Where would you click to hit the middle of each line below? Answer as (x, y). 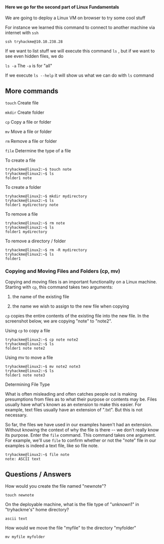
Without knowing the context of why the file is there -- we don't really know (82, 430)
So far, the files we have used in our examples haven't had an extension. (79, 425)
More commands (32, 91)
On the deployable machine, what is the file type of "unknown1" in (72, 504)
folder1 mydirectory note (32, 205)
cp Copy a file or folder (28, 122)
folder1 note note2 (25, 349)
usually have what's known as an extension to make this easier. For (73, 405)
